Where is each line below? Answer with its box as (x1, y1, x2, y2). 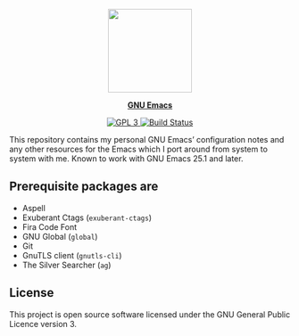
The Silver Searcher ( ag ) (21, 259, 112, 270)
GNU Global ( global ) (21, 231, 98, 242)
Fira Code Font (21, 221, 78, 232)
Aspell (21, 202, 46, 213)
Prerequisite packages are (9, 179, 159, 194)
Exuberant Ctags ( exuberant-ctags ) (21, 212, 153, 223)
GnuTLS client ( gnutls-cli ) (21, 250, 122, 260)
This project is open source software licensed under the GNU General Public (9, 308, 291, 320)
